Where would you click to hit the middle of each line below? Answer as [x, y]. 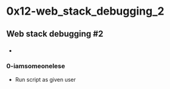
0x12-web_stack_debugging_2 [85, 11]
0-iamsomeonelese [36, 66]
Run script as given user [45, 79]
